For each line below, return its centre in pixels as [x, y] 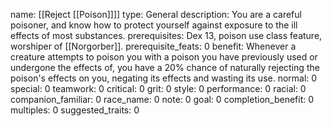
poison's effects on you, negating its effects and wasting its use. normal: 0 [164, 78]
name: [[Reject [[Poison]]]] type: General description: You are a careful [156, 14]
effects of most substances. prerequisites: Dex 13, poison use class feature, [166, 35]
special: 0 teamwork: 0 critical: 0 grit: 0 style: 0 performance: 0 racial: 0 [158, 88]
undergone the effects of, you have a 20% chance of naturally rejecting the [165, 67]
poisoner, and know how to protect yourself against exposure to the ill [154, 25]
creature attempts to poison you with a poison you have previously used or [164, 57]
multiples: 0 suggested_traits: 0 [75, 110]
